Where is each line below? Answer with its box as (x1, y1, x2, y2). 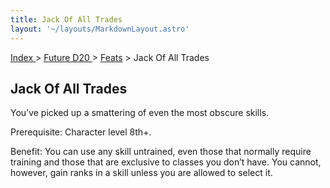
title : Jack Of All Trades (10, 14, 123, 25)
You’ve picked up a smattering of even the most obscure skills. (10, 107, 270, 119)
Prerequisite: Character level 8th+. (10, 126, 152, 138)
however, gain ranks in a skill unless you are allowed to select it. (10, 167, 273, 179)
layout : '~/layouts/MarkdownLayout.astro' (10, 24, 190, 34)
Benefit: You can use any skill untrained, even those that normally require (10, 146, 312, 158)
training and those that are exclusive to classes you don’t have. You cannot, (10, 156, 322, 168)
